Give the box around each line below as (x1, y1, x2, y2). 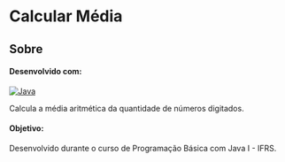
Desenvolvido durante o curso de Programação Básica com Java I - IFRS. (9, 143, 277, 153)
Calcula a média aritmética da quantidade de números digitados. (9, 103, 245, 113)
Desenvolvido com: (9, 66, 82, 77)
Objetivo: (9, 123, 44, 134)
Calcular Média (9, 6, 123, 27)
